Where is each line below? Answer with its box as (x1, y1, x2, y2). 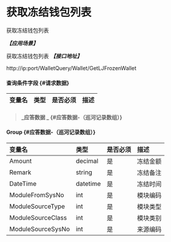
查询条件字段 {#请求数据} (6, 79, 70, 87)
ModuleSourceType (9, 202, 65, 211)
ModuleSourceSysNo (9, 224, 70, 233)
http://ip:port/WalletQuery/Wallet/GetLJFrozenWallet (6, 64, 136, 71)
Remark (9, 168, 32, 176)
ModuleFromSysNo (9, 191, 65, 199)
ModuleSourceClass (9, 213, 67, 221)
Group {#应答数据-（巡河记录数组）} (6, 128, 96, 136)
